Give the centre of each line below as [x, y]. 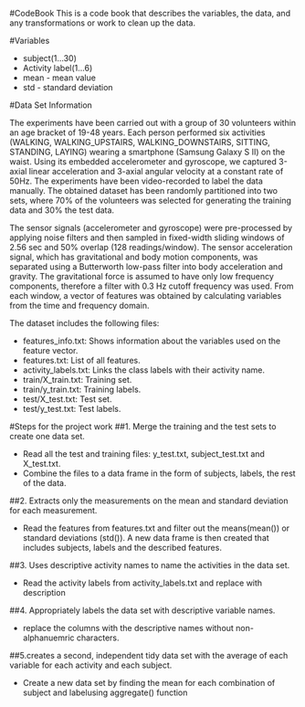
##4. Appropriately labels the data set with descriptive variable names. [142, 610]
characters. [98, 638]
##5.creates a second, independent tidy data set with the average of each [149, 655]
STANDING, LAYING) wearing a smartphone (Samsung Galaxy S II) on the [147, 152]
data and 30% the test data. [62, 210]
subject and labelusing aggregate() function [105, 692]
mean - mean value [59, 78]
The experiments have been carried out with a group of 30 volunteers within [153, 123]
